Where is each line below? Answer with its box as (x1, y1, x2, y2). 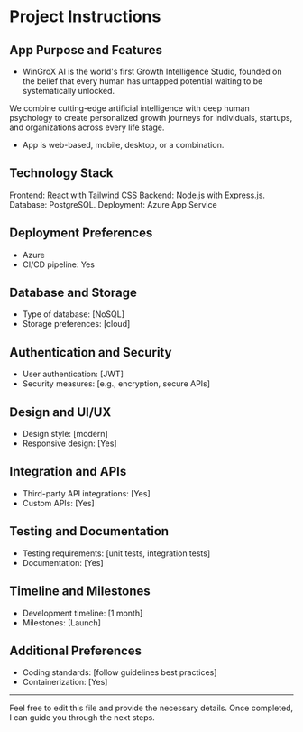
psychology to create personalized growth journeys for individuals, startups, (9, 113, 293, 123)
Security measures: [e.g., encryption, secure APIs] (22, 378, 210, 389)
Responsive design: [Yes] (22, 438, 117, 449)
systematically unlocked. (22, 86, 115, 96)
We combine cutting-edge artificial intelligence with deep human (9, 103, 250, 114)
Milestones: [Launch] (22, 616, 102, 628)
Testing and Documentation (9, 524, 170, 539)
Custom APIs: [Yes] (22, 497, 95, 508)
